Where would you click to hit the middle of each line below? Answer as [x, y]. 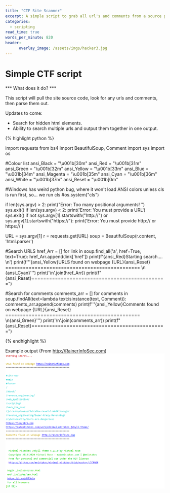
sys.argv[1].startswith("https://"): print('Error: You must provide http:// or [81, 220]
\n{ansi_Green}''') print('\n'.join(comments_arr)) [55, 320]
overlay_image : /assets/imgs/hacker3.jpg [63, 48]
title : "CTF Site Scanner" [34, 11]
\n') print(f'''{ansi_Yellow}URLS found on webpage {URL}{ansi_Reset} [78, 262]
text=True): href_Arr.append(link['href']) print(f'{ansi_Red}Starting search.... [84, 256]
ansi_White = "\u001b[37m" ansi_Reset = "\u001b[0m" [62, 179]
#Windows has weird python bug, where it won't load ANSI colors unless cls [85, 189]
